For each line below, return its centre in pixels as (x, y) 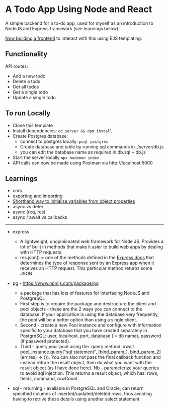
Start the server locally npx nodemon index (56, 157)
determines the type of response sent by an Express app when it (87, 263)
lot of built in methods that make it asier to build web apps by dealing (92, 247)
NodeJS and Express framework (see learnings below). (62, 28)
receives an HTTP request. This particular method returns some (86, 268)
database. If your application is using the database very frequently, (89, 314)
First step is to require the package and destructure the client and (88, 304)
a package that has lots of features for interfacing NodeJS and (85, 293)
